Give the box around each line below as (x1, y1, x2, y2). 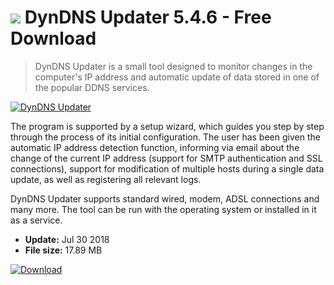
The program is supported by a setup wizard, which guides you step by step (10, 120, 325, 132)
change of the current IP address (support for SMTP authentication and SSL (10, 152, 323, 164)
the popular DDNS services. (34, 81, 150, 93)
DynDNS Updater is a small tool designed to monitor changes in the (34, 60, 313, 72)
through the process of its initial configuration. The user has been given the (10, 131, 321, 143)
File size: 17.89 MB (24, 244, 103, 256)
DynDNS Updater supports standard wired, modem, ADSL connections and (10, 192, 320, 205)
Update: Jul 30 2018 (24, 233, 110, 245)
